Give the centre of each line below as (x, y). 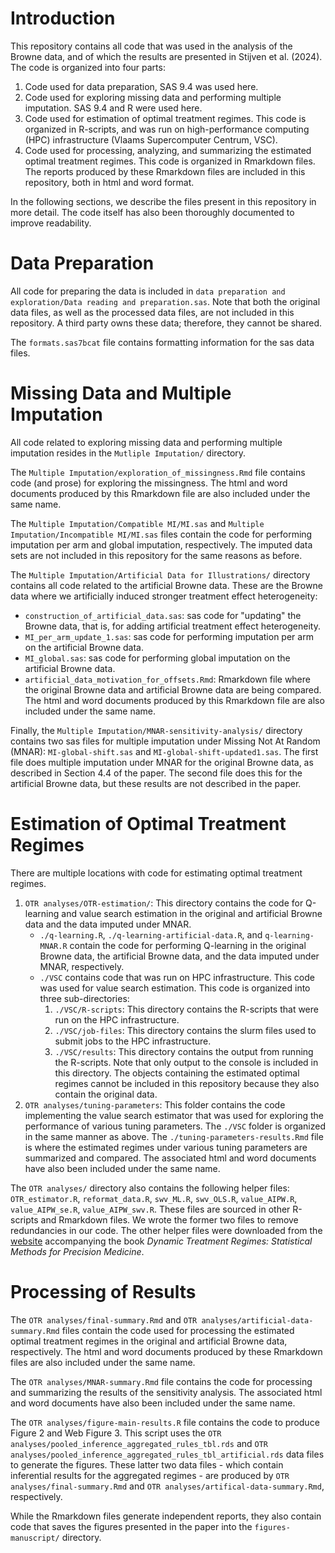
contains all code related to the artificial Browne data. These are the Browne (166, 585)
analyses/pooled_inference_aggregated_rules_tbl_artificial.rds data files (167, 1454)
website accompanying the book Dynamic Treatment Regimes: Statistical (161, 1241)
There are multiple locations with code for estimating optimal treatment (156, 873)
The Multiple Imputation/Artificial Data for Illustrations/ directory (160, 574)
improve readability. (51, 223)
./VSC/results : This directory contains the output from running (184, 1051)
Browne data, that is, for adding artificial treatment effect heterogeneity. (172, 626)
